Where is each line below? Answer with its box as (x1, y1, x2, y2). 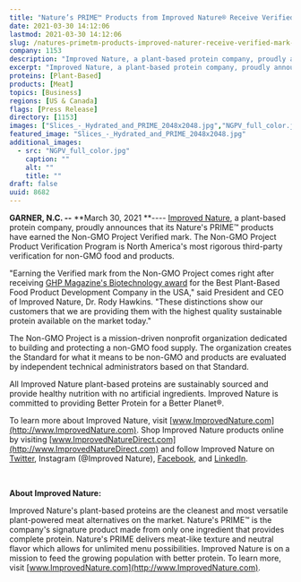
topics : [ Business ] (9, 88, 82, 97)
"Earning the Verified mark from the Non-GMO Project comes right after (9, 268, 275, 278)
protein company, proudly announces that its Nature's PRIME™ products (9, 222, 274, 233)
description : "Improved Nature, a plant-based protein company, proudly (9, 55, 287, 64)
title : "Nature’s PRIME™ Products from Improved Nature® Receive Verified (9, 13, 295, 22)
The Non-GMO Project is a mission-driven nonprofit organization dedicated (9, 333, 288, 343)
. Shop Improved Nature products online (135, 424, 285, 435)
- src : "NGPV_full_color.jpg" (17, 146, 130, 155)
